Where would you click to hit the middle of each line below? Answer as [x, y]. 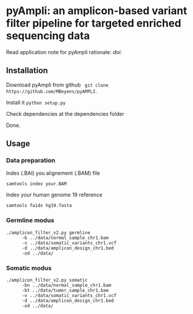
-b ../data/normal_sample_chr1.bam [65, 238]
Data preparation [31, 161]
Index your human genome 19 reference [54, 195]
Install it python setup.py [36, 102]
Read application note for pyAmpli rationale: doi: [64, 52]
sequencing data [48, 36]
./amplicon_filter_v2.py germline [48, 233]
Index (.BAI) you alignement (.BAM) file [53, 173]
